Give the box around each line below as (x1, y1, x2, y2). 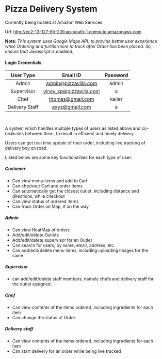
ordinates (5, 131, 24, 137)
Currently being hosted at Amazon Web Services (5, 19, 103, 25)
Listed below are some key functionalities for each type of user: (5, 155, 132, 160)
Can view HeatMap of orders (12, 227, 70, 233)
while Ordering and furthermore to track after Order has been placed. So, (5, 43, 152, 49)
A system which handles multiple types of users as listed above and (5, 125, 141, 131)
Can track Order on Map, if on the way (12, 203, 89, 209)
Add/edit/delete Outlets (12, 232, 59, 238)
